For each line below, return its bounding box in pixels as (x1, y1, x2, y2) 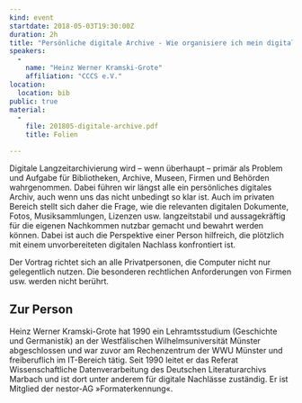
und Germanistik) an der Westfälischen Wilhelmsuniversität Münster (9, 335, 261, 346)
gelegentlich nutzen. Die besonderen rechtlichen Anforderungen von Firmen (9, 266, 292, 277)
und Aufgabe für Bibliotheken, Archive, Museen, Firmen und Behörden (9, 172, 270, 183)
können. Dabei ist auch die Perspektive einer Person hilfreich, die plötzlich (9, 229, 285, 240)
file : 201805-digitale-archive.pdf (25, 122, 159, 131)
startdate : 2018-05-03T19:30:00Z (9, 22, 135, 31)
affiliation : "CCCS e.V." (25, 72, 123, 81)
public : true (9, 96, 58, 106)
